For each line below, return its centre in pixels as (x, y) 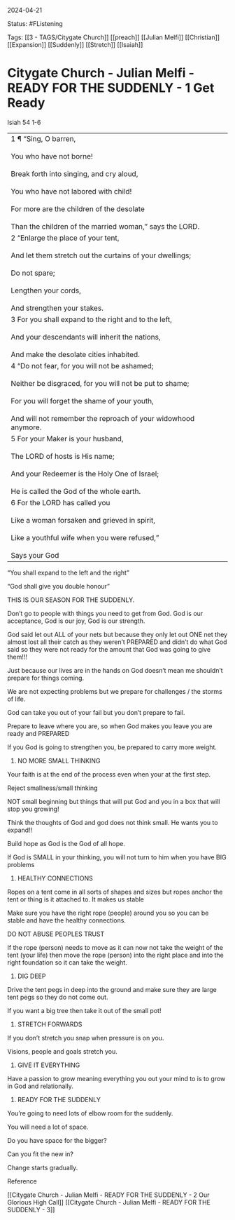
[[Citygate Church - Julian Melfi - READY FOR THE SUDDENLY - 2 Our (108, 1195)
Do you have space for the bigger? (57, 1140)
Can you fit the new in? (40, 1154)
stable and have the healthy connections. (66, 920)
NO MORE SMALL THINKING (59, 760)
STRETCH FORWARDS (50, 1024)
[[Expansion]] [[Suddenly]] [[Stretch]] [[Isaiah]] (75, 45)
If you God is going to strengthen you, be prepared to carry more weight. (112, 747)
